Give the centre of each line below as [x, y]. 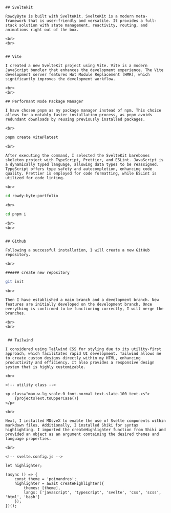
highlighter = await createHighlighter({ [59, 483]
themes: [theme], [42, 488]
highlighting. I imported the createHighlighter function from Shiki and [86, 430]
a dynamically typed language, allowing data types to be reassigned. [82, 164]
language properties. [28, 439]
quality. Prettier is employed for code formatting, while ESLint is [81, 173]
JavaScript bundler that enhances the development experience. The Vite [84, 70]
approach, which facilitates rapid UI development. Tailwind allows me [83, 353]
